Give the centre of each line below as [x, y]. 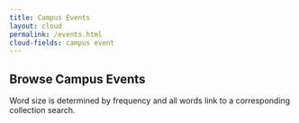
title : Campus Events [50, 18]
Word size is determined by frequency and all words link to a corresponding [150, 101]
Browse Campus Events [77, 79]
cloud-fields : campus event [62, 43]
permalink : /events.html [56, 34]
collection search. [42, 110]
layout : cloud [36, 26]
